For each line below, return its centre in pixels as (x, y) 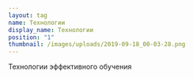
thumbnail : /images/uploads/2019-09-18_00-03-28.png (97, 45)
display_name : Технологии (51, 30)
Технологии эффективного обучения (70, 66)
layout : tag (28, 15)
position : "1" (32, 37)
